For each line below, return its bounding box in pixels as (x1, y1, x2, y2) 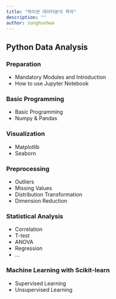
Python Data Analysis (6, 42, 88, 52)
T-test (14, 232, 30, 239)
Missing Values (14, 184, 52, 191)
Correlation (14, 225, 43, 233)
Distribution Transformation (14, 191, 82, 198)
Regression (14, 245, 43, 252)
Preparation (6, 60, 42, 68)
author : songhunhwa (6, 20, 55, 26)
